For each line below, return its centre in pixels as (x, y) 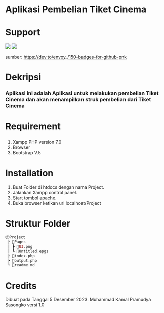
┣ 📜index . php (21, 256)
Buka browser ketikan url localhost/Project (57, 203)
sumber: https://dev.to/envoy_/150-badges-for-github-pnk (66, 57)
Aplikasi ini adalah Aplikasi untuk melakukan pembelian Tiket (82, 93)
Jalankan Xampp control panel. (45, 193)
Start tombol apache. (34, 198)
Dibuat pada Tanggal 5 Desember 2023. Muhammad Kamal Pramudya (78, 300)
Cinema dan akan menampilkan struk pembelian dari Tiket (78, 100)
